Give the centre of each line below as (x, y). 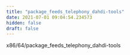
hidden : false (24, 23)
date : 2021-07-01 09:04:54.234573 (49, 17)
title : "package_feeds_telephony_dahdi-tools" (65, 12)
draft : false (22, 28)
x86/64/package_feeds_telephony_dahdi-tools (64, 45)
